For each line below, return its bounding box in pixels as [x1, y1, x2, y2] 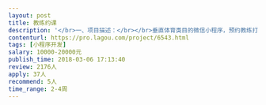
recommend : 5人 [8, 77, 57, 85]
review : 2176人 [8, 63, 57, 71]
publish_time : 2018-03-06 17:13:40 [8, 56, 126, 64]
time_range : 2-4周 [8, 84, 68, 93]
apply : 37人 [8, 70, 47, 78]
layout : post [8, 11, 51, 20]
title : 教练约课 [8, 19, 57, 27]
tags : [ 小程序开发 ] [8, 41, 66, 49]
